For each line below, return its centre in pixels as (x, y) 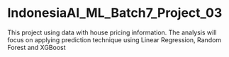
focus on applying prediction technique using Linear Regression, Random (114, 39)
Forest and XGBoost (37, 47)
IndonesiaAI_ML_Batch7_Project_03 (115, 13)
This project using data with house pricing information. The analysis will (112, 32)
